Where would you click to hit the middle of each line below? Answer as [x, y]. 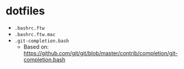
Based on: [36, 47]
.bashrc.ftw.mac [35, 34]
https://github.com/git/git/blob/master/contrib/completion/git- [100, 53]
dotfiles [25, 11]
